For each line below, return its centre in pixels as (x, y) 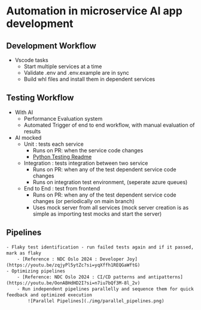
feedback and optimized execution (49, 295)
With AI (24, 112)
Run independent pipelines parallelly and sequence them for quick (108, 289)
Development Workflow (51, 46)
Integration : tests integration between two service (86, 163)
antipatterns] (166, 277)
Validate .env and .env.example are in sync (77, 73)
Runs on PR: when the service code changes (88, 150)
